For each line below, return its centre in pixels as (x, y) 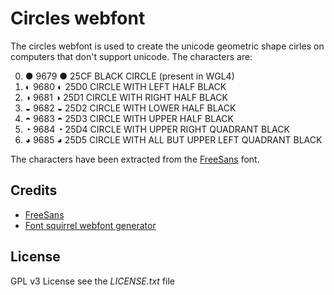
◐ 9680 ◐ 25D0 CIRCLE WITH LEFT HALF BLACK (125, 86)
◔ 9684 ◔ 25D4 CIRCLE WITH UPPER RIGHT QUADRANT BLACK (157, 129)
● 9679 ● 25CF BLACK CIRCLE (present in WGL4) (129, 76)
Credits (34, 190)
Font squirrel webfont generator (90, 225)
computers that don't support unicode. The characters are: (131, 56)
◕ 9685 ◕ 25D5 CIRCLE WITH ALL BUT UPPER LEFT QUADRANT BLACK (173, 139)
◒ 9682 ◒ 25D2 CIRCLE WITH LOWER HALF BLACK (130, 108)
